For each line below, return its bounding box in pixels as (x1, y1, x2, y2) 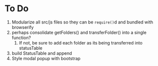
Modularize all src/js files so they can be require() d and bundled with (11, 19, 153, 25)
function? (11, 35, 31, 41)
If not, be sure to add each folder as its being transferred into (19, 40, 143, 45)
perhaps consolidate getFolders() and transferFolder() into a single (11, 29, 147, 35)
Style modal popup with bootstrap (11, 55, 80, 61)
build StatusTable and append (11, 50, 72, 56)
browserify (11, 24, 34, 30)
